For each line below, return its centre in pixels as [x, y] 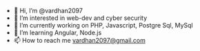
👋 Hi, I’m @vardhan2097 [48, 11]
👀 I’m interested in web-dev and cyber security [80, 18]
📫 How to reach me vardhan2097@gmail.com [80, 40]
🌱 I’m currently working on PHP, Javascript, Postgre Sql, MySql [103, 25]
